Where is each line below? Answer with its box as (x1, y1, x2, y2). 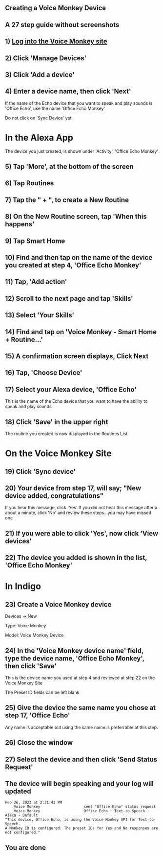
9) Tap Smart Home (5, 237, 65, 245)
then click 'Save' (5, 661, 57, 670)
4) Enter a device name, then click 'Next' (5, 87, 131, 96)
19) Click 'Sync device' (5, 467, 76, 476)
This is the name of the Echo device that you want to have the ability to (5, 398, 148, 404)
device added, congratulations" (5, 491, 104, 500)
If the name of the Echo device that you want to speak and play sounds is (5, 100, 153, 106)
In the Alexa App (5, 132, 73, 143)
